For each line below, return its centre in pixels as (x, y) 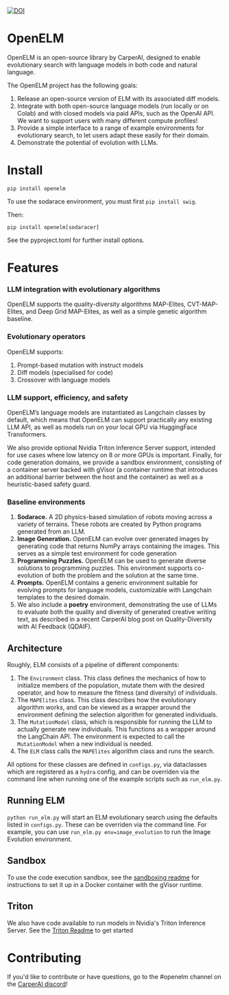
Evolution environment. (40, 839)
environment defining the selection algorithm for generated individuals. (117, 714)
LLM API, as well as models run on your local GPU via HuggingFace (102, 427)
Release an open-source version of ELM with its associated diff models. (118, 98)
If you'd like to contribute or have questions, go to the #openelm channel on (114, 977)
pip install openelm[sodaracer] (53, 227)
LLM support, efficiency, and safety (68, 397)
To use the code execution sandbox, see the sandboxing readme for (104, 877)
